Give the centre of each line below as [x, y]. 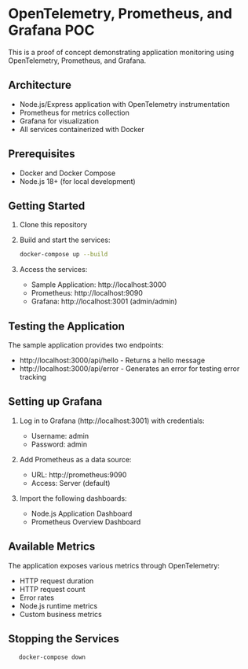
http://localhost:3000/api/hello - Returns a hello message [112, 360]
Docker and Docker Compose [67, 173]
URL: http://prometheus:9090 [79, 474]
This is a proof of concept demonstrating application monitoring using [121, 52]
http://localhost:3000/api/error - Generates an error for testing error [129, 369]
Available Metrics [52, 547]
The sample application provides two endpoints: [86, 345]
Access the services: [53, 270]
